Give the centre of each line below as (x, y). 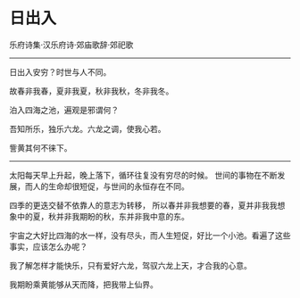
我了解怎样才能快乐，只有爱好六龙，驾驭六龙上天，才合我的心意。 (130, 265)
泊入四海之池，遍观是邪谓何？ (64, 110)
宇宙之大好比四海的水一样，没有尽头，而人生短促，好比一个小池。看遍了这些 (150, 235)
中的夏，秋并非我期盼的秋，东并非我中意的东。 (103, 216)
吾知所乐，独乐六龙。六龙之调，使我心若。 (87, 128)
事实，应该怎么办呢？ (48, 246)
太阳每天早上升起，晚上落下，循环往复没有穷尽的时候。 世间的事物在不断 (143, 175)
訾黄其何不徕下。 (41, 147)
